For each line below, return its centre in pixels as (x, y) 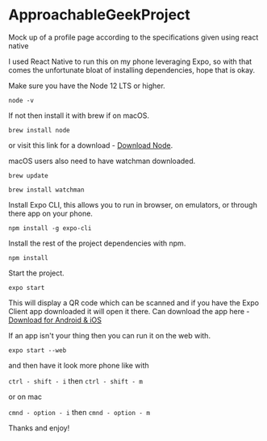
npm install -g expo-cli (50, 228)
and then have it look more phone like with (79, 365)
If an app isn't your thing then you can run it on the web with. (110, 335)
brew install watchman (46, 190)
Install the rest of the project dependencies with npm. (97, 243)
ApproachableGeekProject (100, 15)
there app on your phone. (50, 213)
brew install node (39, 130)
